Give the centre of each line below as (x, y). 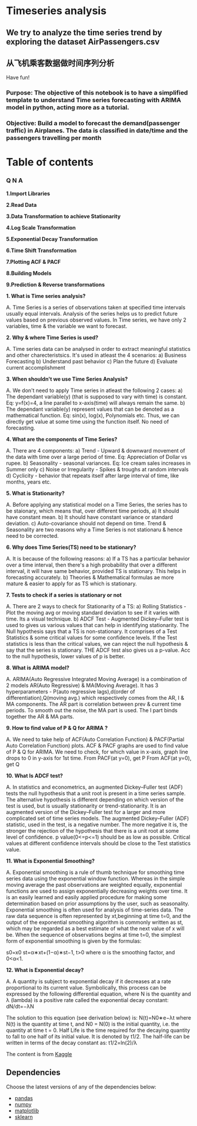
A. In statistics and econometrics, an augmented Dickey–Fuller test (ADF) (95, 787)
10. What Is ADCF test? (35, 775)
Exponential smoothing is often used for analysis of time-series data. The (95, 910)
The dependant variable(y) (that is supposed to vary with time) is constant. (96, 396)
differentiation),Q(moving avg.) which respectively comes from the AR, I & (95, 698)
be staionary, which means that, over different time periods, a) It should (93, 511)
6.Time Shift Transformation (41, 250)
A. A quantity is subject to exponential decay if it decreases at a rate (89, 981)
